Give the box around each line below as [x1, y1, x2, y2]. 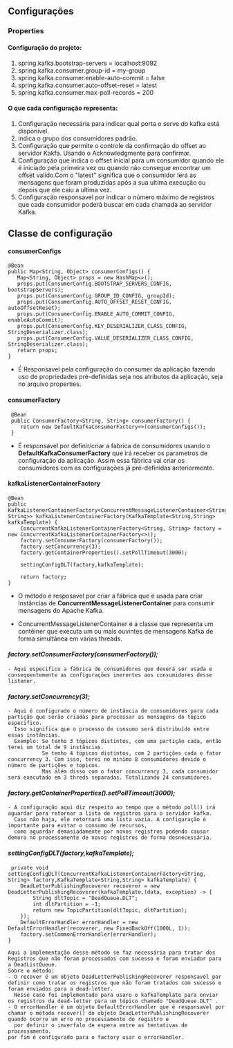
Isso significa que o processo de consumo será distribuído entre [14, 726, 209, 733]
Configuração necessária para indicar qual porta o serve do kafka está [17, 119, 220, 127]
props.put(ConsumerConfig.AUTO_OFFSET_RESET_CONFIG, [17, 299, 172, 306]
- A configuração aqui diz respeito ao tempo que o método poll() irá [8, 804, 216, 811]
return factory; [20, 573, 68, 580]
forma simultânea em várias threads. [17, 634, 123, 643]
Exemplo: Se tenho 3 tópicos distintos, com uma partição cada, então [14, 738, 222, 745]
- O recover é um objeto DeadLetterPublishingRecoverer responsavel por [8, 973, 222, 980]
